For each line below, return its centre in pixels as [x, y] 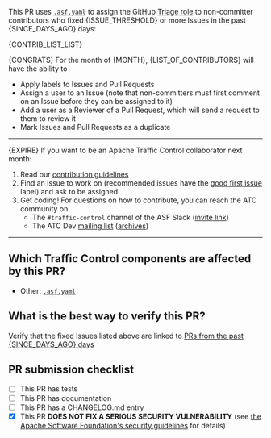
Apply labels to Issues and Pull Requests [87, 84]
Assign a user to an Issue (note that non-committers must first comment [140, 93]
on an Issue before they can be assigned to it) [96, 101]
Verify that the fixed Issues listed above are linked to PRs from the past [126, 336]
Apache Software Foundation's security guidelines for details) [123, 425]
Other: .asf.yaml [48, 290]
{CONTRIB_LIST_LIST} [46, 44]
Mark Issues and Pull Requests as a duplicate [95, 127]
